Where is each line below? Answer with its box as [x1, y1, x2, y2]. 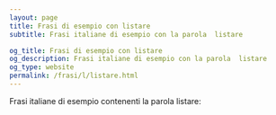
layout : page [9, 13, 58, 22]
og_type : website [9, 63, 75, 72]
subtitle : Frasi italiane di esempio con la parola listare [9, 30, 244, 39]
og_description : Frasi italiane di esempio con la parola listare [9, 55, 268, 64]
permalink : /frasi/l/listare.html [9, 71, 139, 81]
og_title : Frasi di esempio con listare [9, 46, 164, 55]
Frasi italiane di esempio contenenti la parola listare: [9, 95, 201, 106]
